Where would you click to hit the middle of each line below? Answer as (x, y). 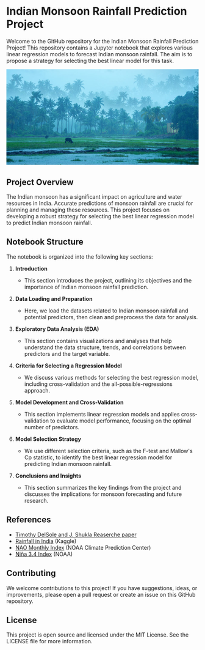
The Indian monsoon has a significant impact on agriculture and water (94, 197)
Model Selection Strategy (48, 439)
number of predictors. (52, 427)
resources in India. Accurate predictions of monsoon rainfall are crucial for (100, 204)
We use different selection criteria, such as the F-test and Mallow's (109, 451)
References (29, 520)
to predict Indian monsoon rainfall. (49, 223)
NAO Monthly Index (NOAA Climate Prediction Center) (83, 547)
